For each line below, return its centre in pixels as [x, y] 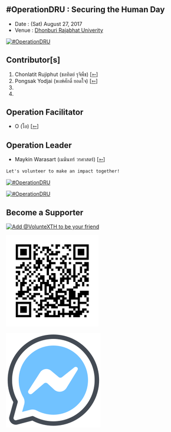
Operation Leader [39, 145]
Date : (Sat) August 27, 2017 [48, 24]
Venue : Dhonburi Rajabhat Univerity [59, 30]
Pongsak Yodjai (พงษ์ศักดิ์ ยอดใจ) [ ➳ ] [56, 81]
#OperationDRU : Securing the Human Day [85, 10]
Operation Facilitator [45, 112]
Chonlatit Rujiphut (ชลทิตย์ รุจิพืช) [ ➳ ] [56, 74]
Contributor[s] [33, 60]
